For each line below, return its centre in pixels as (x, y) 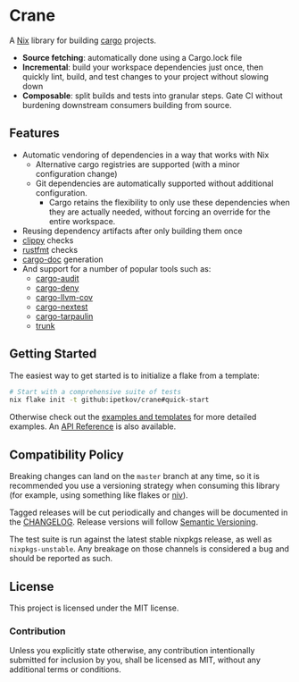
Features (34, 134)
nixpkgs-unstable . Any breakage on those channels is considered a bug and (149, 549)
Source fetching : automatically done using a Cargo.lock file (132, 57)
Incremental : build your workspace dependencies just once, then (143, 67)
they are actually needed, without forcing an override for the (159, 212)
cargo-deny (57, 288)
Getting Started (53, 354)
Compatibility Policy (66, 455)
